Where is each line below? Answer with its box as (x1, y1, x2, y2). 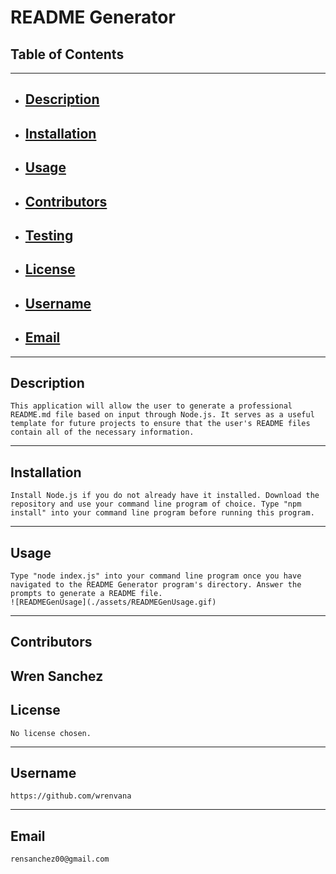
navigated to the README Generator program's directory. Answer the (10, 579, 302, 590)
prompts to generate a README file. (10, 588, 163, 598)
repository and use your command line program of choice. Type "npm (10, 499, 302, 510)
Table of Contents (10, 46, 125, 63)
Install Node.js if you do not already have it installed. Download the (10, 491, 320, 501)
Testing (24, 227, 74, 244)
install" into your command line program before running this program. (10, 508, 315, 518)
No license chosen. (10, 728, 92, 738)
